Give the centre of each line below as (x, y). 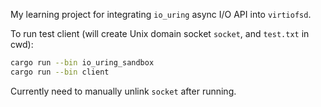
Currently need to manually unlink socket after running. (123, 91)
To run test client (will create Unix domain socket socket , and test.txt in (160, 33)
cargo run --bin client (60, 72)
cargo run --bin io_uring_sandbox (82, 63)
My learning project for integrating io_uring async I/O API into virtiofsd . (161, 14)
